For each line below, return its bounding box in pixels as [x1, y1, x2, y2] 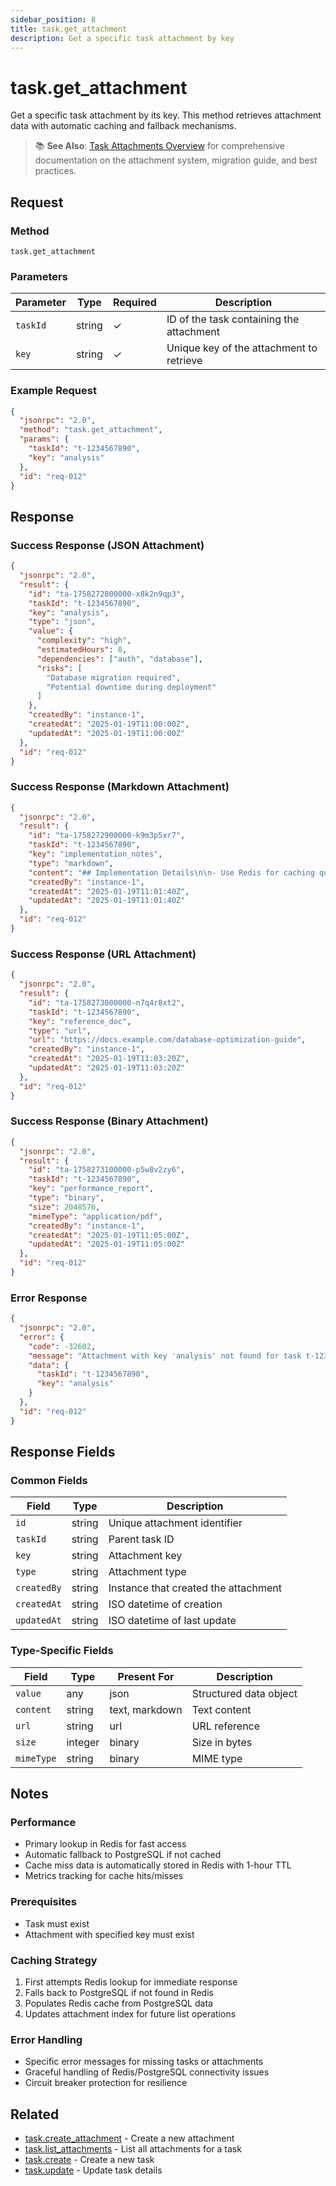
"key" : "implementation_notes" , [28, 849, 163, 860]
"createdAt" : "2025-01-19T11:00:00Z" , [28, 719, 190, 730]
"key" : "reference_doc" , [28, 1016, 132, 1026]
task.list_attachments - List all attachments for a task [24, 2143, 242, 2155]
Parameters [10, 269, 68, 283]
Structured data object [191, 1686, 298, 1700]
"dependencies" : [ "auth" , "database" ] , [36, 654, 203, 664]
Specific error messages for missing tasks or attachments [24, 2056, 264, 2068]
